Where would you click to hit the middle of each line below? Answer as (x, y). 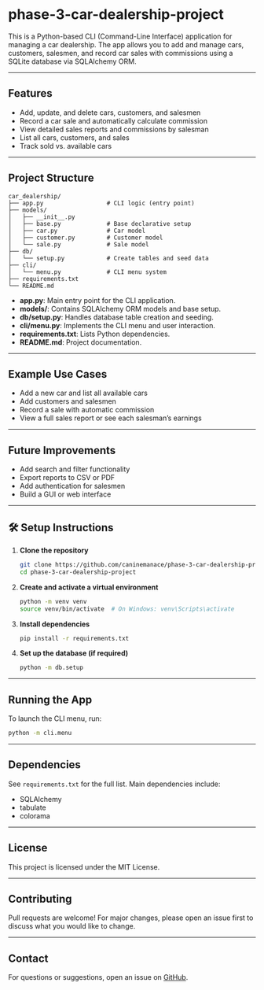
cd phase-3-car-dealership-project (78, 572)
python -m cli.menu (40, 733)
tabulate (33, 807)
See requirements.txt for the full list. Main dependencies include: (114, 784)
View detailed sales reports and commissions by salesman (114, 129)
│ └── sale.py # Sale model (79, 244)
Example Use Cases (58, 374)
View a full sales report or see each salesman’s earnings (110, 418)
